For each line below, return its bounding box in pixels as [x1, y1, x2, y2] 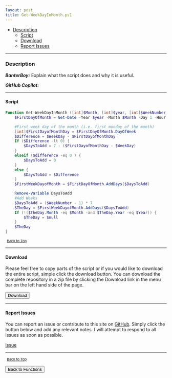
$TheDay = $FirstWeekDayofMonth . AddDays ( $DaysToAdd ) [14, 205, 130, 210]
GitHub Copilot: [5, 82, 39, 88]
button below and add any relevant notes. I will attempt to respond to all [5, 327, 157, 333]
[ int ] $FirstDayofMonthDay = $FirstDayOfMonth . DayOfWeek [14, 129, 137, 134]
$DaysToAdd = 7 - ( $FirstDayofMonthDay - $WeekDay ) [24, 143, 137, 149]
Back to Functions [8, 367, 42, 372]
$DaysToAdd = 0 [24, 157, 56, 163]
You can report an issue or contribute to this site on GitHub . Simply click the [5, 321, 165, 327]
